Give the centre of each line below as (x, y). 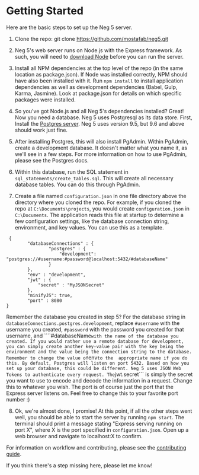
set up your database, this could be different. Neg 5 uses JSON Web (94, 368)
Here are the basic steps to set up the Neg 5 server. (69, 27)
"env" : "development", (57, 275)
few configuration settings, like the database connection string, (92, 221)
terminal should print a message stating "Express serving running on (98, 423)
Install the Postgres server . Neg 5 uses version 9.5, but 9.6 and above (99, 123)
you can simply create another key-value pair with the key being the (95, 346)
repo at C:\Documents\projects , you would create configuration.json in (102, 208)
